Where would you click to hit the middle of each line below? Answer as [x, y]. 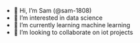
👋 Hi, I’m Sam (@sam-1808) [52, 11]
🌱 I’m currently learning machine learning [72, 25]
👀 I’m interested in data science [58, 18]
